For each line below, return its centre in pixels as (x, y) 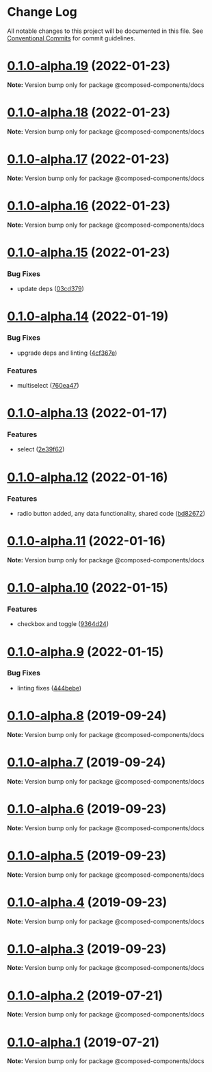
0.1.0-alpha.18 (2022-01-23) (89, 113)
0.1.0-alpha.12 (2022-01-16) (88, 477)
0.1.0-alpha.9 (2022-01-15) (85, 652)
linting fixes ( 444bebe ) (49, 688)
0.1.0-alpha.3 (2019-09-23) (87, 949)
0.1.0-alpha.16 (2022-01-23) (89, 205)
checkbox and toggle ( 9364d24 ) (63, 624)
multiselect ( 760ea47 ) (48, 385)
